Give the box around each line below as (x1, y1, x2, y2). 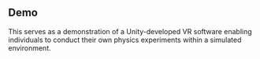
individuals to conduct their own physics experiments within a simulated (8, 35, 242, 44)
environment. (8, 43, 51, 53)
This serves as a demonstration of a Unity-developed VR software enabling (8, 26, 252, 36)
